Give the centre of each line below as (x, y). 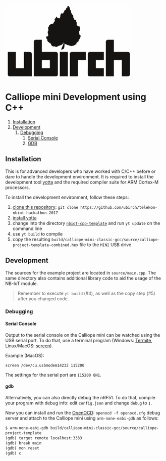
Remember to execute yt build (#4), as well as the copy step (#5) (86, 293)
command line (27, 228)
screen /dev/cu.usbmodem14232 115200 (45, 365)
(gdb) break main (23, 443)
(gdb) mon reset (22, 448)
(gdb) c (13, 453)
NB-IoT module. (22, 283)
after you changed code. (43, 298)
